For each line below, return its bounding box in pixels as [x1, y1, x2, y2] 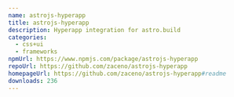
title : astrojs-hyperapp [8, 19, 90, 27]
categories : [8, 33, 47, 41]
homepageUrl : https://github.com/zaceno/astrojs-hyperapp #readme [8, 70, 226, 77]
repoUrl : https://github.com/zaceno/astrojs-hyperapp [8, 63, 188, 70]
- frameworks [15, 48, 58, 56]
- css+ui [15, 41, 44, 48]
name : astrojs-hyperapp [8, 11, 86, 20]
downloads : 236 [8, 77, 58, 84]
